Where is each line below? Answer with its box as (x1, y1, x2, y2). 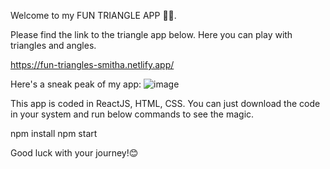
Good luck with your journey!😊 (10, 147, 139, 159)
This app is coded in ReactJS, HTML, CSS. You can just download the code (10, 98, 321, 109)
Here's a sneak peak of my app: (10, 78, 142, 90)
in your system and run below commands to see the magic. (10, 108, 255, 120)
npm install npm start (10, 128, 98, 139)
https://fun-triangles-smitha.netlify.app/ (10, 59, 175, 70)
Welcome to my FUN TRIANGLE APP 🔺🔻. (10, 10, 177, 21)
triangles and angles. (10, 40, 97, 51)
